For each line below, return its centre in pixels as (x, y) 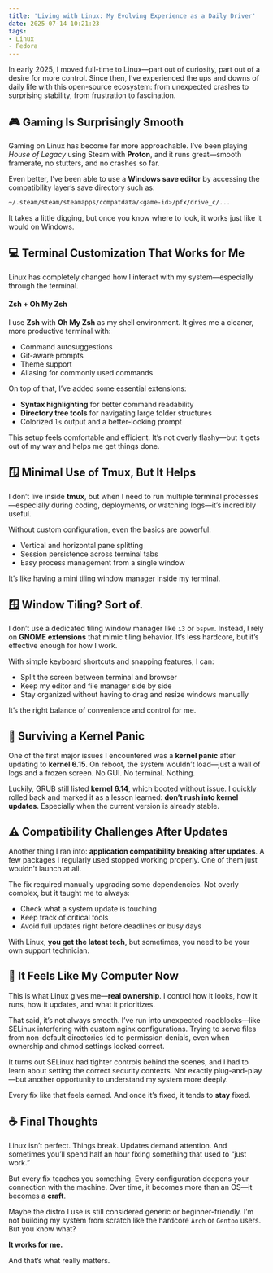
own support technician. (49, 950)
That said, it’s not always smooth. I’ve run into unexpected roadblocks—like (134, 1020)
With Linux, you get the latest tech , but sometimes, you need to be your (129, 942)
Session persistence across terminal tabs (89, 554)
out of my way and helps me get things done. (84, 446)
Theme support (46, 364)
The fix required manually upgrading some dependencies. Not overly (124, 885)
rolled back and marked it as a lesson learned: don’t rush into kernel (123, 797)
